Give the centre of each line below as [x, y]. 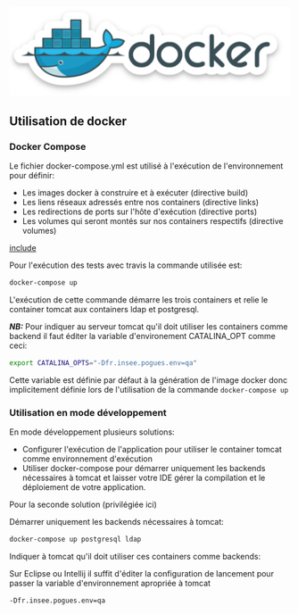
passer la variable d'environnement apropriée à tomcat [110, 583]
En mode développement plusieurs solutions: [92, 432]
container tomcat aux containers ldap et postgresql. [104, 309]
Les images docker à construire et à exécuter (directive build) [135, 193]
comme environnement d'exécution [87, 459]
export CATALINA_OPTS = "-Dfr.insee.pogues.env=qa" [103, 363]
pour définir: [32, 176]
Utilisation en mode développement [88, 412]
